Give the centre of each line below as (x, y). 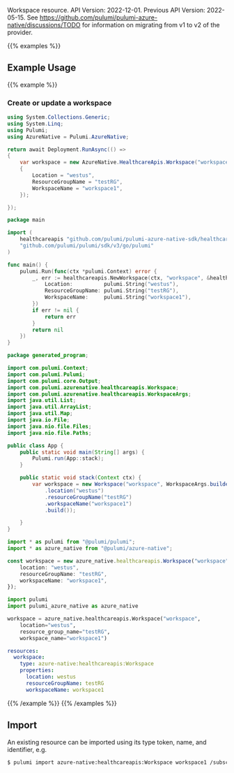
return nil (48, 330)
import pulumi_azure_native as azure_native (73, 606)
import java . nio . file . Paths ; (49, 433)
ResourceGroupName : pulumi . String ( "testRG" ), (111, 291)
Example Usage (42, 68)
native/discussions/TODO (44, 25)
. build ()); (60, 510)
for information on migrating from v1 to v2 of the (151, 25)
